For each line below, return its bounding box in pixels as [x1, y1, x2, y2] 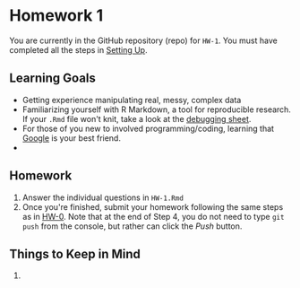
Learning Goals [9, 71, 97, 86]
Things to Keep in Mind [9, 246, 141, 261]
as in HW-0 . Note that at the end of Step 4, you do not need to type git [21, 211, 285, 222]
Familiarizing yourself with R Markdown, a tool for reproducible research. [21, 104, 291, 115]
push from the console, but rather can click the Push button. [21, 221, 243, 231]
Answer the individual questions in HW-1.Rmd [21, 192, 184, 203]
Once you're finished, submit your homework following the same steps [21, 201, 284, 212]
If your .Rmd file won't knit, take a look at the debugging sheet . [21, 113, 252, 124]
